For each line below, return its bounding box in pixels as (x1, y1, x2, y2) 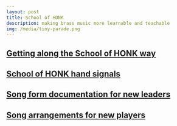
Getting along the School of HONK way (6, 48, 156, 58)
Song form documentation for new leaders (6, 89, 171, 100)
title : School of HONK (6, 15, 64, 21)
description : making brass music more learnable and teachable (6, 20, 170, 26)
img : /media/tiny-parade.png (6, 25, 80, 32)
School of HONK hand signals (6, 69, 120, 79)
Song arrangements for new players (6, 110, 146, 120)
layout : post (6, 8, 40, 15)
